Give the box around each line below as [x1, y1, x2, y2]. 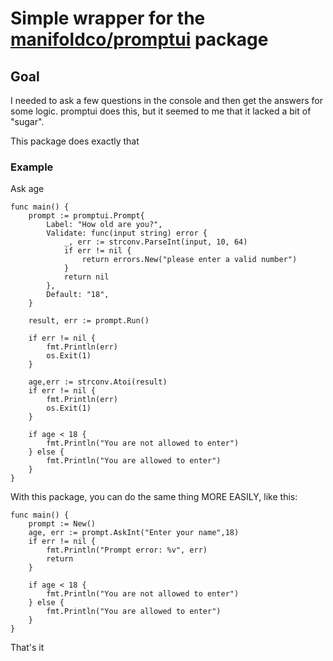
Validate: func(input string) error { [46, 228, 208, 239]
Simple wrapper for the [10, 7, 206, 30]
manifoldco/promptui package [10, 28, 269, 51]
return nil [63, 272, 110, 282]
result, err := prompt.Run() [28, 316, 150, 326]
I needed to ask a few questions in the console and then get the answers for [10, 95, 323, 106]
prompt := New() [28, 519, 97, 529]
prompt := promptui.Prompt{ [28, 211, 145, 221]
